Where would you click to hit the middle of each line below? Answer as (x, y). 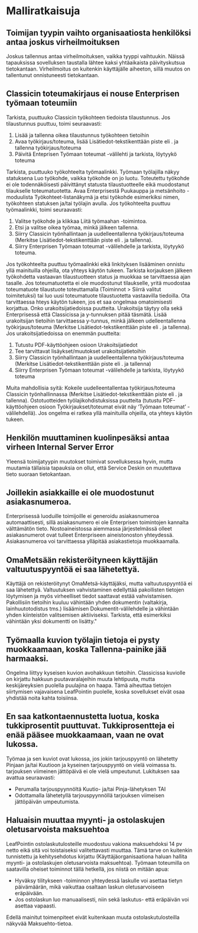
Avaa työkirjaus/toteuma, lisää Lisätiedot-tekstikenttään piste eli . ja (96, 141)
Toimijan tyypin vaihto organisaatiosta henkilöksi (98, 33)
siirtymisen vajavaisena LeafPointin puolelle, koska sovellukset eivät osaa (95, 692)
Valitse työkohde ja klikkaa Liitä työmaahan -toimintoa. (81, 221)
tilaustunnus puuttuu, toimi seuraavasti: (54, 123)
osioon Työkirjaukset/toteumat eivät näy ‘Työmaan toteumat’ (113, 407)
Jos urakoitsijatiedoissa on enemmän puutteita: (64, 333)
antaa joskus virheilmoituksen (63, 42)
